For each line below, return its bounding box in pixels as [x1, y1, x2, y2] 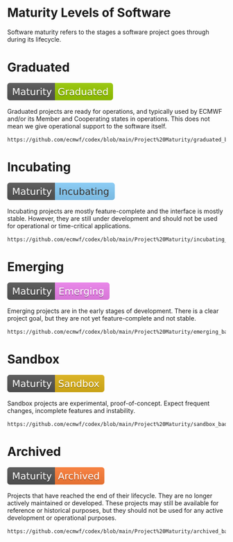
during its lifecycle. [7, 35, 62, 43]
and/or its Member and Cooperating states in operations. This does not [7, 115, 210, 123]
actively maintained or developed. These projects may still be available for [7, 498, 219, 507]
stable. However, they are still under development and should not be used [7, 214, 218, 223]
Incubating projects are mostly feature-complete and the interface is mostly [7, 207, 223, 215]
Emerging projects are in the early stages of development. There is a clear [7, 307, 219, 315]
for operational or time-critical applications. [7, 221, 131, 230]
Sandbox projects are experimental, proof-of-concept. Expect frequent [7, 399, 210, 407]
